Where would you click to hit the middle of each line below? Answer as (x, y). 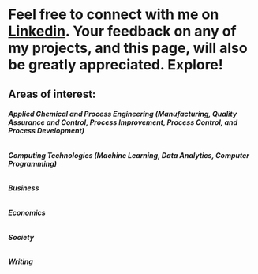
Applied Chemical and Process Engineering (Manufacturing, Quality (123, 114)
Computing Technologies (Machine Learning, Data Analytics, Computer (129, 155)
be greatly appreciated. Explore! (116, 65)
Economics (27, 212)
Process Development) (47, 131)
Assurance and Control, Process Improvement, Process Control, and (123, 122)
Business (24, 188)
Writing (21, 261)
